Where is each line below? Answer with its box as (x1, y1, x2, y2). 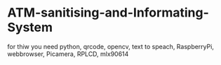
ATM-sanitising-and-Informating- (7, 5, 209, 21)
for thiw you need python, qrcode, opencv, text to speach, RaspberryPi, (7, 42, 214, 50)
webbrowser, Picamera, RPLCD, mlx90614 (7, 50, 129, 58)
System (7, 19, 53, 35)
